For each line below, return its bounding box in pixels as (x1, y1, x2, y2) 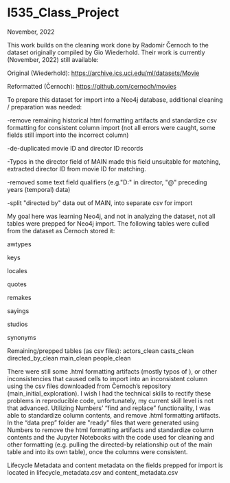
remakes (7, 293, 32, 301)
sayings (7, 306, 30, 314)
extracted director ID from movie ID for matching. (7, 164, 146, 173)
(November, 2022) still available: (7, 55, 99, 63)
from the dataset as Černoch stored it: (7, 226, 115, 235)
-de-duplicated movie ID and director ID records (7, 144, 143, 152)
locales (7, 266, 27, 275)
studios (7, 320, 28, 328)
